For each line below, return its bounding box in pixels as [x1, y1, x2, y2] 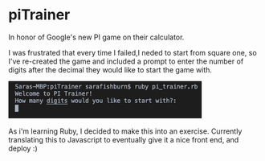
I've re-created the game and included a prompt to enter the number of [8, 56, 244, 66]
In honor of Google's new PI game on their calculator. [8, 32, 185, 42]
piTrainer [8, 6, 71, 24]
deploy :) [8, 143, 38, 153]
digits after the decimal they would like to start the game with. [8, 64, 213, 74]
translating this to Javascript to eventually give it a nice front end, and [8, 134, 239, 144]
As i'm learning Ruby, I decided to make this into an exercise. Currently [8, 126, 243, 136]
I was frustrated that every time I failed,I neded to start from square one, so [8, 47, 257, 57]
